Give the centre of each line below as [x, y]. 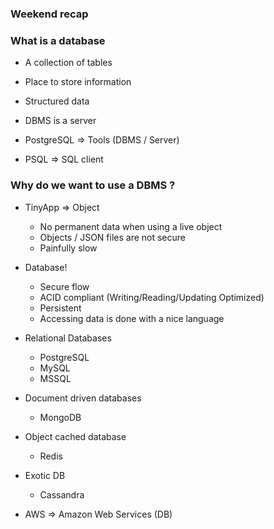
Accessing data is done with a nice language [132, 318]
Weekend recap [49, 14]
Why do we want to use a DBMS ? [93, 185]
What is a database [58, 40]
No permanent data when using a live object [131, 226]
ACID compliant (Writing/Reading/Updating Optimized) [152, 297]
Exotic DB [45, 475]
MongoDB [60, 417]
